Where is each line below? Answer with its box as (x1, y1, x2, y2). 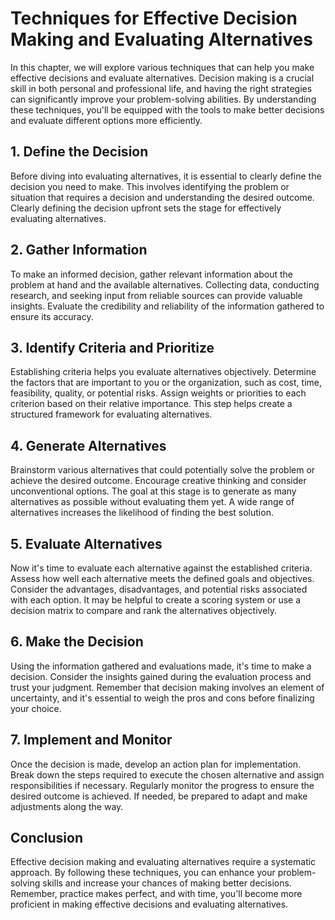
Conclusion (10, 830, 84, 847)
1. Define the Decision (10, 143, 149, 161)
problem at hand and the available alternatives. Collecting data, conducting (10, 278, 320, 291)
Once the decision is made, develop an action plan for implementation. (10, 758, 302, 770)
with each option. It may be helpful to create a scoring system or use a (10, 594, 302, 606)
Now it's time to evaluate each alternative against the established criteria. (10, 562, 313, 574)
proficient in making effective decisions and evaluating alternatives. (10, 898, 289, 911)
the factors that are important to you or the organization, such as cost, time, (10, 377, 322, 389)
